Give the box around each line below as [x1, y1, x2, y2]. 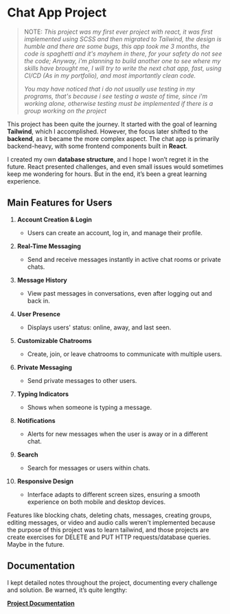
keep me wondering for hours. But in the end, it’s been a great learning [7, 170, 207, 178]
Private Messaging [16, 363, 72, 371]
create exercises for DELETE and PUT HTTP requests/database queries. [7, 533, 211, 541]
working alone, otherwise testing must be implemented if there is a [23, 99, 214, 107]
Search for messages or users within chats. [27, 463, 150, 472]
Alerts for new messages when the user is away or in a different [27, 430, 208, 438]
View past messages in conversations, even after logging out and [27, 289, 213, 297]
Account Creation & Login [16, 215, 93, 223]
